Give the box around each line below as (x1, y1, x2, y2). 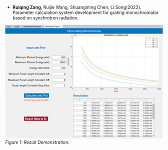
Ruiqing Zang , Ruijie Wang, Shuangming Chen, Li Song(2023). (12, 4, 141, 10)
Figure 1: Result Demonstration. (5, 139, 70, 145)
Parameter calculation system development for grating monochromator (12, 9, 159, 15)
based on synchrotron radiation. (12, 15, 79, 20)
